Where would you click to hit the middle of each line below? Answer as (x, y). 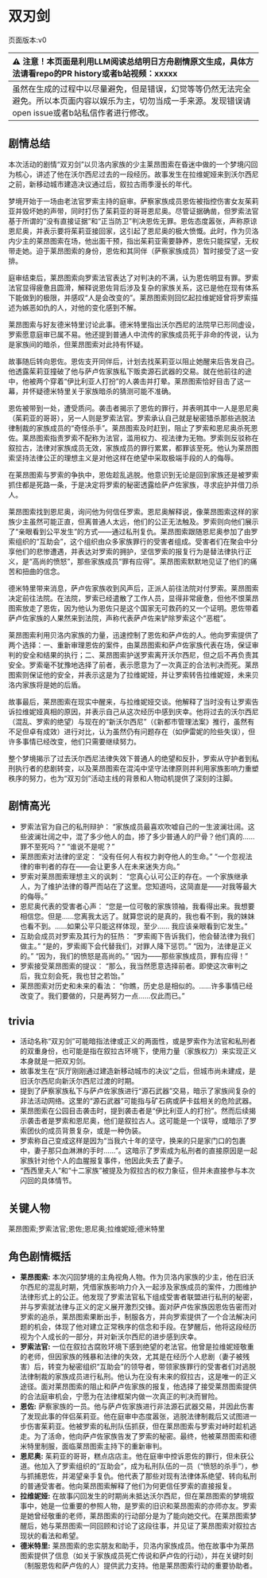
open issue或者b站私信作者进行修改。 (83, 112)
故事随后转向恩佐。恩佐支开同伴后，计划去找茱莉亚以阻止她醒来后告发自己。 (133, 361)
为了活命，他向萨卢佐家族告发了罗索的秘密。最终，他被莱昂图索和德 (145, 1436)
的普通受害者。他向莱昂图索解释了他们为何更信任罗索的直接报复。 (128, 1486)
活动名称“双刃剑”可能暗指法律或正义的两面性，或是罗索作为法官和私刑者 (138, 1041)
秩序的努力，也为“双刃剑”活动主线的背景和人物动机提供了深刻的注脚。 (123, 778)
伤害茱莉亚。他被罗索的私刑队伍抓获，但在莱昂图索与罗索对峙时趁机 (138, 1426)
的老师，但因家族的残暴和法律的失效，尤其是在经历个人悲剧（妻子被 (131, 1357)
